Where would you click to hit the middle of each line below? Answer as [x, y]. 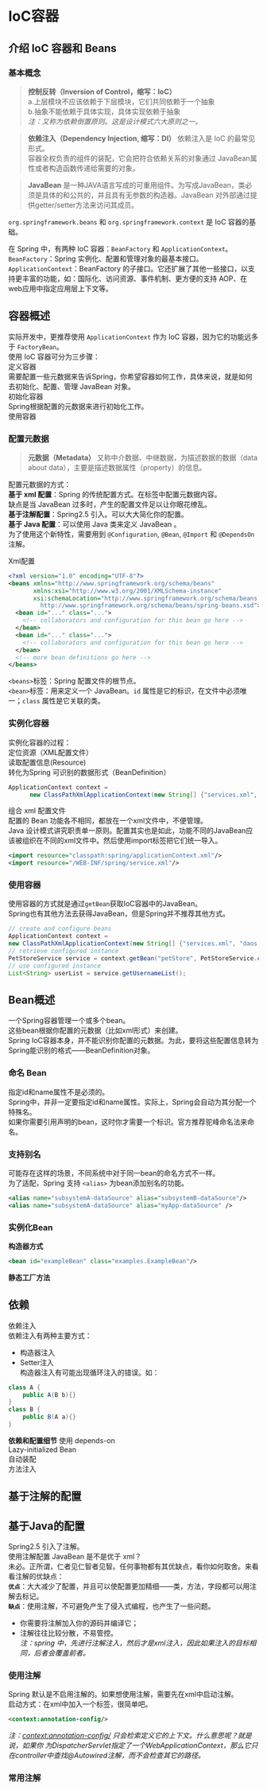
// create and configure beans [60, 929]
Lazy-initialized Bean [43, 1450]
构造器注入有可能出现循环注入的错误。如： [89, 1372]
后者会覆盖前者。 [62, 1653]
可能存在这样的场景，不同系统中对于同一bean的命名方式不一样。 [114, 1173]
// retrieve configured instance [64, 951]
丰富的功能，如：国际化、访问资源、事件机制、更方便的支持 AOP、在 [135, 278]
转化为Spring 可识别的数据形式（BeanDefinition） [89, 772]
